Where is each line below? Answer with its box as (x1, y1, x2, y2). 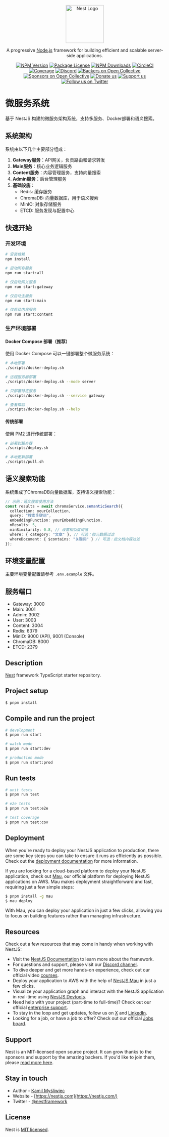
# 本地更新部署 (5, 454, 33, 460)
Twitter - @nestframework (12, 1098, 68, 1104)
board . (12, 1021, 27, 1027)
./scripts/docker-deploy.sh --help (5, 407, 80, 412)
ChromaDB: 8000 (12, 639, 49, 645)
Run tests (5, 774, 36, 783)
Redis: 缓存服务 (20, 188, 52, 194)
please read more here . (5, 1060, 54, 1066)
